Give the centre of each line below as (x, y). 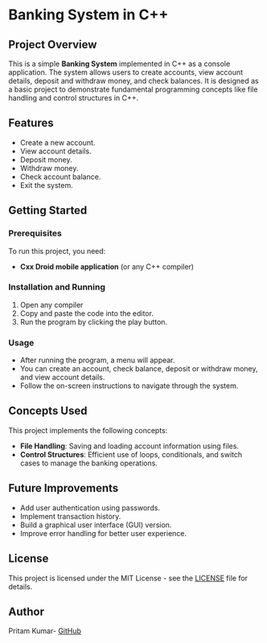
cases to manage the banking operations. (89, 463)
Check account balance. (60, 176)
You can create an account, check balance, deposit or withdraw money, (139, 369)
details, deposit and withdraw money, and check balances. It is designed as (133, 81)
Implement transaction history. (70, 516)
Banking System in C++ (88, 15)
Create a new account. (58, 142)
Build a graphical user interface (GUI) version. (96, 525)
